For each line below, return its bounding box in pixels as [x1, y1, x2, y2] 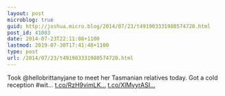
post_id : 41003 [7, 29, 51, 36]
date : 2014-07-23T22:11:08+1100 [7, 36, 100, 43]
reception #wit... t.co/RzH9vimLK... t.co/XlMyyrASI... [7, 80, 156, 89]
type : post [7, 49, 39, 56]
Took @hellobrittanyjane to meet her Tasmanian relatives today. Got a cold [7, 73, 218, 82]
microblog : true [7, 16, 54, 23]
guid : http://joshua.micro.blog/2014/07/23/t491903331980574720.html [7, 23, 211, 29]
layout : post [7, 10, 45, 17]
